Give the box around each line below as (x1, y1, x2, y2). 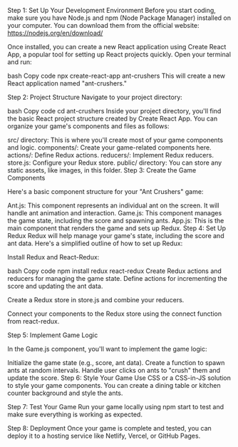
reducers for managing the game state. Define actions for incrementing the (7, 274, 228, 282)
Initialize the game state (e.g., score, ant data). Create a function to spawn (7, 359, 225, 366)
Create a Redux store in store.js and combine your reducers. (7, 296, 185, 304)
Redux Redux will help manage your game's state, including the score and (7, 232, 224, 240)
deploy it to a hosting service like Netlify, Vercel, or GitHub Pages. (7, 431, 201, 440)
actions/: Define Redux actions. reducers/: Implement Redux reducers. (7, 151, 214, 159)
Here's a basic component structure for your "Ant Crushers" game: (7, 187, 204, 195)
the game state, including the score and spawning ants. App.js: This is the (7, 217, 224, 225)
